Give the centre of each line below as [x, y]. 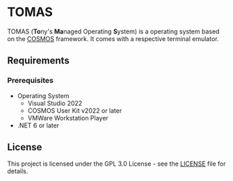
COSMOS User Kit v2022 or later [75, 110]
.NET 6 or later [38, 125]
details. [18, 171]
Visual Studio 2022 [55, 103]
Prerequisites [30, 81]
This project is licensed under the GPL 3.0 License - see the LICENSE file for [116, 164]
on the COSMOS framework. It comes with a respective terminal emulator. [113, 38]
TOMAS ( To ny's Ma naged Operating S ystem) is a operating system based [113, 31]
